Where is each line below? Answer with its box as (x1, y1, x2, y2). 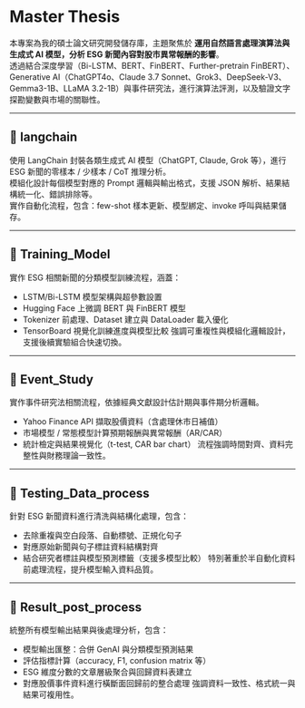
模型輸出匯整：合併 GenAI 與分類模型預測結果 (22, 644, 193, 655)
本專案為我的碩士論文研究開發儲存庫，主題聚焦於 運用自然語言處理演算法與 (9, 37, 290, 48)
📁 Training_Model (9, 247, 111, 262)
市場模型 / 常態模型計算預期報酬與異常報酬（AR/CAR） (22, 428, 228, 439)
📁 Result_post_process (9, 599, 143, 615)
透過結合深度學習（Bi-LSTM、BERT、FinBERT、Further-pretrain (9, 60, 250, 71)
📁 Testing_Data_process (9, 485, 150, 500)
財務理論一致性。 (46, 451, 111, 461)
